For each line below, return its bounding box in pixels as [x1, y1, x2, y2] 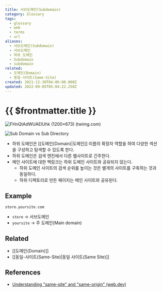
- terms [9, 30, 25, 35]
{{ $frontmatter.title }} [5, 105, 97, 116]
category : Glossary [5, 12, 45, 17]
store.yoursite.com [5, 205, 45, 210]
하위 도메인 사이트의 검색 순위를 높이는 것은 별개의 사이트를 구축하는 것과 [19, 165, 157, 171]
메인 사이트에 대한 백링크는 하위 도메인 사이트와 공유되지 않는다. [12, 159, 132, 165]
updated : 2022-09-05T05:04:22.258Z [5, 84, 77, 89]
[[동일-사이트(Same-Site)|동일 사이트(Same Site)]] [12, 254, 110, 260]
